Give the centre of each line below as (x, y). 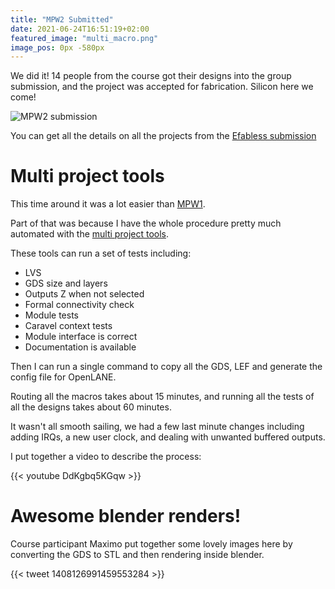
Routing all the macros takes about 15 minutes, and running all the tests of (162, 397)
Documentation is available (80, 347)
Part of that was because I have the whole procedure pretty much (146, 223)
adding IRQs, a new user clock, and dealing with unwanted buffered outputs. (168, 437)
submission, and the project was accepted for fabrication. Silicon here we (162, 87)
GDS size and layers (66, 283)
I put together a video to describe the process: (106, 457)
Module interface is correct (81, 337)
